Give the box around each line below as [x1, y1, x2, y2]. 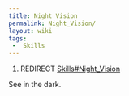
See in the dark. [8, 80, 62, 90]
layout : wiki [8, 27, 53, 35]
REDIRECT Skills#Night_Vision [19, 64, 120, 73]
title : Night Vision [8, 11, 79, 20]
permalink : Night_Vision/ [8, 19, 96, 27]
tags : [8, 34, 27, 43]
